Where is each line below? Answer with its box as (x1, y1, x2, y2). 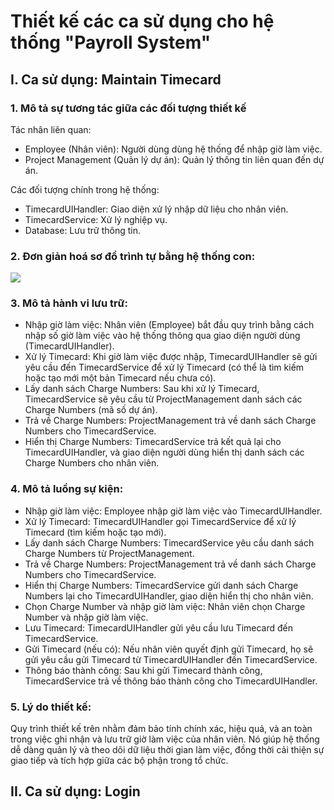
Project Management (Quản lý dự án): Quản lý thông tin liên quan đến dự (24, 153, 325, 165)
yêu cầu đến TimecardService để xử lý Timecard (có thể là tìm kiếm (24, 361, 305, 374)
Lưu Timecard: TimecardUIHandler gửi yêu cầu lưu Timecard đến (24, 621, 293, 634)
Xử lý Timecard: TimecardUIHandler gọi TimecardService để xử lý (24, 515, 297, 527)
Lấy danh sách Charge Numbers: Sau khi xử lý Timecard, (24, 383, 260, 395)
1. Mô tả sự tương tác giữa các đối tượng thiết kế (10, 101, 247, 115)
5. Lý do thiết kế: (10, 700, 92, 714)
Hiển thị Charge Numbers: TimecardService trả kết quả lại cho (24, 436, 282, 448)
